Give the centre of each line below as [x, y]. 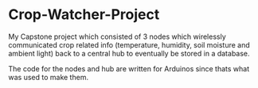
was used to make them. [49, 77]
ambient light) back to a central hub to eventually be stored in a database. [129, 53]
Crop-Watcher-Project [84, 15]
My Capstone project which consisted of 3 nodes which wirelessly [117, 36]
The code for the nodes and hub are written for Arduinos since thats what [129, 68]
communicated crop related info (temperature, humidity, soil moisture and [129, 44]
